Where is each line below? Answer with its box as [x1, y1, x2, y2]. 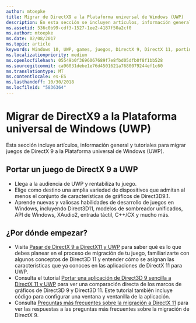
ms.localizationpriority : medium [6, 52, 87, 58]
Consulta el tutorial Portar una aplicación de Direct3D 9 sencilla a [14, 275, 171, 282]
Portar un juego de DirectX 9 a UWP [6, 165, 138, 175]
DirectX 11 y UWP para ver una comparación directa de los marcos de [14, 281, 182, 288]
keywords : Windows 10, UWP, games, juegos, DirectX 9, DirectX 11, [6, 47, 174, 53]
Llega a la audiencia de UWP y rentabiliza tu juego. [14, 180, 137, 187]
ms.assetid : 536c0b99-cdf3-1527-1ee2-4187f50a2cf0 [6, 25, 132, 31]
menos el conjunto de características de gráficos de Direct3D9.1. [14, 192, 170, 199]
